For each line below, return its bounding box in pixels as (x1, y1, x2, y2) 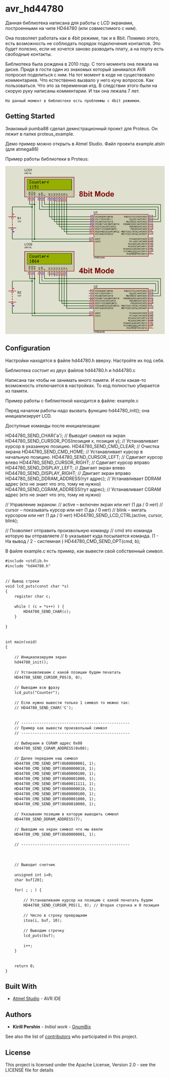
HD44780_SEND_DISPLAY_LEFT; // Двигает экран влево (5, 464, 125, 471)
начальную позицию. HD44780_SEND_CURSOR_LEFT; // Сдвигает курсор (5, 454, 163, 460)
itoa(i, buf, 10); (23, 918, 62, 923)
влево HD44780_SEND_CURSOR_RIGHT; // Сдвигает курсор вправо (5, 459, 150, 465)
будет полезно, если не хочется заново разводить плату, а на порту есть (5, 46, 164, 52)
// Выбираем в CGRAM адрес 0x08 (14, 740, 82, 746)
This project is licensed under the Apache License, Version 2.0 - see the (5, 1062, 156, 1068)
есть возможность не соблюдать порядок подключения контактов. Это (5, 40, 161, 46)
